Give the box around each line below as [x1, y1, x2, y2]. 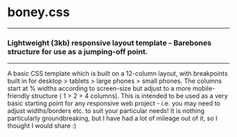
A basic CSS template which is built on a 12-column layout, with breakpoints [7, 70, 228, 78]
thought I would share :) [7, 122, 77, 130]
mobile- [193, 84, 215, 93]
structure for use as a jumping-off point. [7, 46, 148, 56]
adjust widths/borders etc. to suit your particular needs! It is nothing [7, 107, 205, 115]
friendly [7, 92, 30, 100]
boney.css [7, 4, 71, 20]
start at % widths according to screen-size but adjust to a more [7, 84, 192, 93]
